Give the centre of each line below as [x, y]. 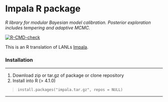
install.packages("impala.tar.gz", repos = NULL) [70, 90]
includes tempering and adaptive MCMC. [48, 27]
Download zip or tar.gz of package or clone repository [68, 76]
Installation [19, 60]
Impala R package [43, 9]
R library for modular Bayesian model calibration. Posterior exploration [78, 22]
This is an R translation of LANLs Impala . [47, 47]
